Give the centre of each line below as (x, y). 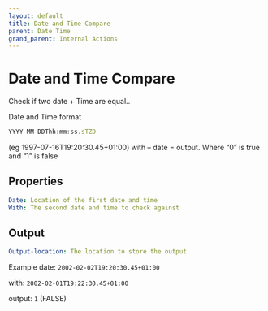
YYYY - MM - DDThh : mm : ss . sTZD (52, 132)
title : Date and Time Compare (60, 24)
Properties (36, 181)
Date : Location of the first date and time (83, 200)
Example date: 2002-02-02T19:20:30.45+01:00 (84, 267)
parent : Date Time (39, 31)
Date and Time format (45, 117)
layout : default (36, 16)
